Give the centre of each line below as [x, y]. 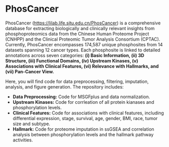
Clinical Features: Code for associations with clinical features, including [88, 113]
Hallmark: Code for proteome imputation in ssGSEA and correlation [83, 129]
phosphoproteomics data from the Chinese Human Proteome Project [77, 34]
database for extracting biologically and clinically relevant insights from [80, 28]
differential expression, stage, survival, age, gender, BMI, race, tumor [85, 118]
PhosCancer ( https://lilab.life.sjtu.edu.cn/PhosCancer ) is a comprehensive [83, 23]
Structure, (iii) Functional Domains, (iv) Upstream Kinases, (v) [72, 61]
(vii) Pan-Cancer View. [30, 71]
